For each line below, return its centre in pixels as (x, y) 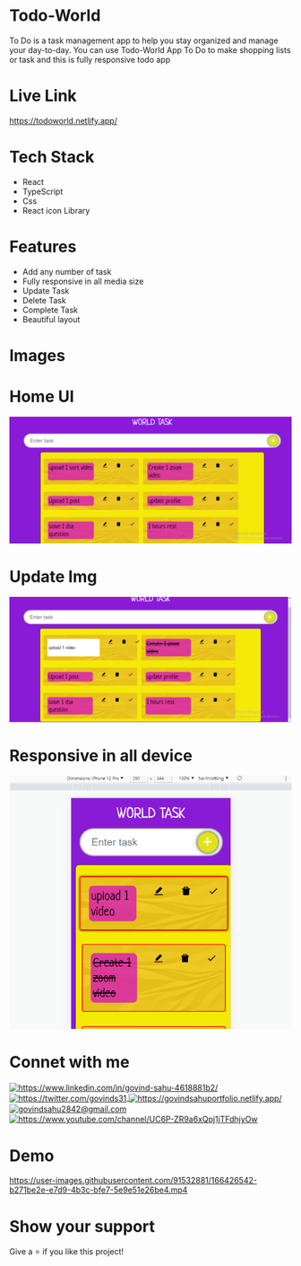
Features (43, 247)
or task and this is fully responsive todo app (90, 59)
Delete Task (44, 300)
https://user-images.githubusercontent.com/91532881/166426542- (133, 1181)
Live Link (43, 96)
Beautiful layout (51, 319)
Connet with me (69, 1062)
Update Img (53, 577)
